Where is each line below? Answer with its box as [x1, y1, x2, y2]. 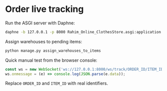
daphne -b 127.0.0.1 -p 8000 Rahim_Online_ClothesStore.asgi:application [5, 29, 162, 34]
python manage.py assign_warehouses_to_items [5, 48, 101, 53]
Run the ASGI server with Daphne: [5, 20, 76, 26]
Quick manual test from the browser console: [5, 57, 98, 63]
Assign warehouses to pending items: [5, 38, 83, 44]
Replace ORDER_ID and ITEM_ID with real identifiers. [5, 81, 108, 87]
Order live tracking [5, 3, 84, 15]
